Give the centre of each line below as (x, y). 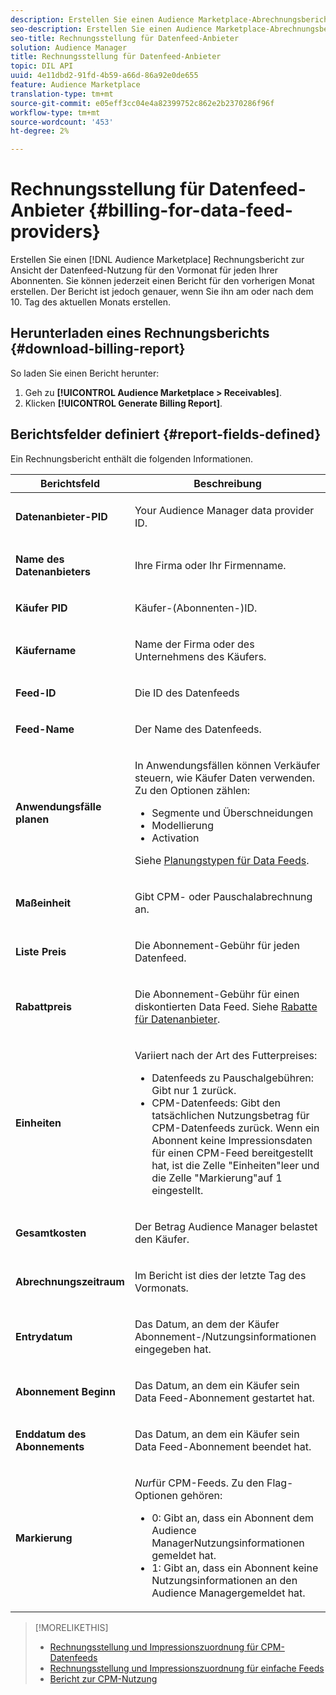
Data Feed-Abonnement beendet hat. (223, 1446)
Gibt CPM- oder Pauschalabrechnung (223, 896)
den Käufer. (162, 1239)
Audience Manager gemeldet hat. (228, 1593)
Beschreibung (227, 483)
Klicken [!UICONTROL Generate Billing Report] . (123, 403)
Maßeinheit (43, 903)
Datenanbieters (53, 571)
